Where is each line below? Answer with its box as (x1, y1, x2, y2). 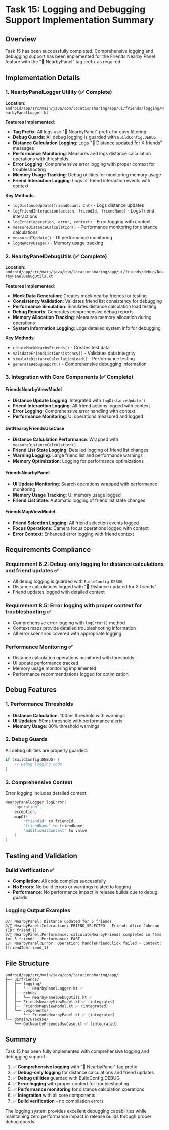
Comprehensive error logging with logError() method (12, 620, 125, 626)
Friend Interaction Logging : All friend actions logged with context (12, 403, 150, 409)
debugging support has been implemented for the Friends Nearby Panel (5, 53, 155, 59)
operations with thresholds (12, 156, 69, 162)
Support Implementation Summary (5, 14, 154, 26)
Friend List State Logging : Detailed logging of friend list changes (12, 447, 149, 453)
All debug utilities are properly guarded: (5, 747, 88, 753)
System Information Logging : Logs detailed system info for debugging (12, 325, 161, 331)
